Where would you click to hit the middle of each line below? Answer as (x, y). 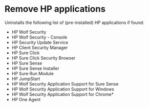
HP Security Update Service (40, 42)
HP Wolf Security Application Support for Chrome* (63, 94)
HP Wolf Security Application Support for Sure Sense (65, 84)
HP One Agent (26, 99)
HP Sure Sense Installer (35, 68)
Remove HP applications (55, 9)
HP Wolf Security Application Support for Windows (63, 89)
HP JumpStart (26, 79)
